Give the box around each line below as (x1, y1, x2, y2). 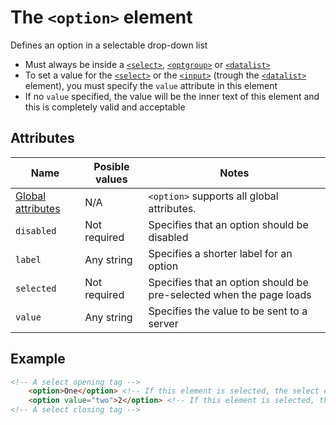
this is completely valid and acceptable (24, 101, 186, 113)
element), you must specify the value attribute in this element (24, 79, 278, 91)
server (148, 316, 179, 330)
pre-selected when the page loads (148, 287, 312, 301)
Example (10, 351, 66, 368)
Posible (93, 159, 130, 173)
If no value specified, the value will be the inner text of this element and (24, 90, 320, 102)
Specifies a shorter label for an (148, 246, 293, 260)
